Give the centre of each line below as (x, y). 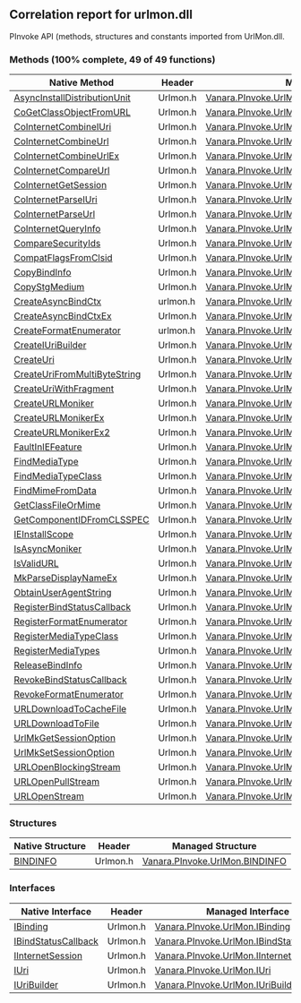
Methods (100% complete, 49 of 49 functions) (112, 59)
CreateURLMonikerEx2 (62, 433)
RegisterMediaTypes (57, 651)
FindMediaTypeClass (58, 476)
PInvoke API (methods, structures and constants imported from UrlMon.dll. (147, 36)
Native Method (82, 82)
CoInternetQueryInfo (57, 229)
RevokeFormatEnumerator (69, 695)
